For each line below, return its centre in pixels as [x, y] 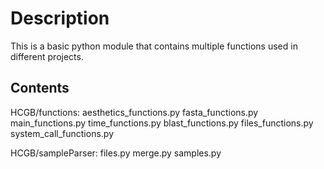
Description [60, 18]
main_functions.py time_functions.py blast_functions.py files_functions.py [162, 123]
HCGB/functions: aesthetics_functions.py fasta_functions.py [134, 112]
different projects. [47, 56]
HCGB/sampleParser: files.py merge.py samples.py [116, 153]
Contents [40, 88]
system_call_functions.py [62, 133]
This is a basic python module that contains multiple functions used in [154, 46]
